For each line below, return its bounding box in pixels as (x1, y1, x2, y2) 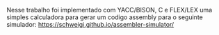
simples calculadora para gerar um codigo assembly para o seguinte (6, 13, 203, 21)
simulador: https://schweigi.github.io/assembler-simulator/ (6, 21, 175, 28)
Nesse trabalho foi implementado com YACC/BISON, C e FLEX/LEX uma (6, 6, 213, 14)
